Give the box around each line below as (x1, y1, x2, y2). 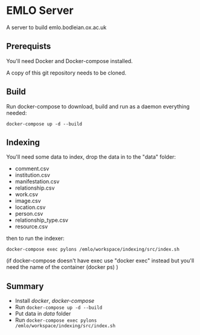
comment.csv (15, 165, 50, 173)
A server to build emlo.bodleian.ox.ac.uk (6, 24, 107, 31)
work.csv (15, 191, 38, 198)
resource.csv (15, 223, 48, 230)
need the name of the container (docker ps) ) (6, 264, 119, 271)
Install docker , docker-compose (15, 297, 95, 305)
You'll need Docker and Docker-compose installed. (6, 57, 133, 64)
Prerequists (6, 41, 51, 51)
